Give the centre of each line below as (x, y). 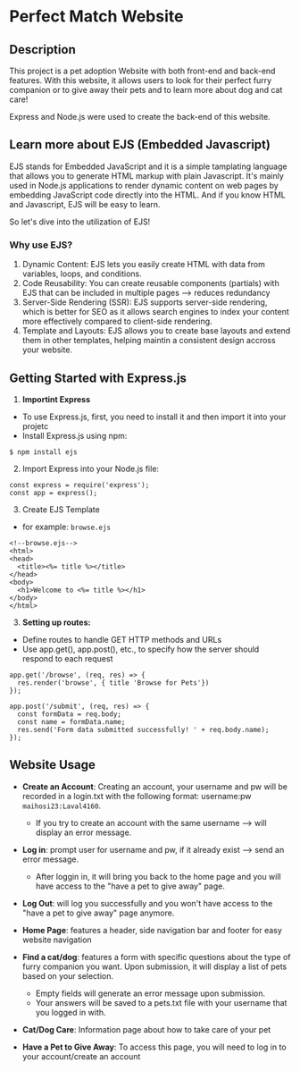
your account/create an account (81, 1056)
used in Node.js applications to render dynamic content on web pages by (144, 185)
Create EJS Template (61, 509)
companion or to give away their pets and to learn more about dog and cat (146, 90)
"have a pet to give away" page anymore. (98, 913)
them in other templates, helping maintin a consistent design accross (149, 341)
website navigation (57, 940)
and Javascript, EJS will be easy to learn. (85, 204)
